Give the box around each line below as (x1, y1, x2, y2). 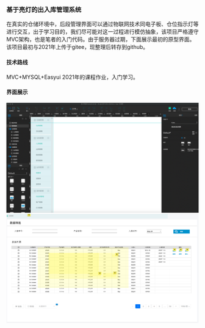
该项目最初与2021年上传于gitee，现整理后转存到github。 (6, 43, 149, 51)
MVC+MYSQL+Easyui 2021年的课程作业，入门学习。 (6, 73, 138, 81)
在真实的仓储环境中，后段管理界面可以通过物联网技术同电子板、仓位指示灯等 (6, 20, 199, 28)
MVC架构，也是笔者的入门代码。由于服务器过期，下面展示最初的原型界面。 (6, 35, 195, 43)
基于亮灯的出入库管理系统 (6, 5, 82, 13)
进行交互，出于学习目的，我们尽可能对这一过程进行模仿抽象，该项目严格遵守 (6, 28, 199, 35)
